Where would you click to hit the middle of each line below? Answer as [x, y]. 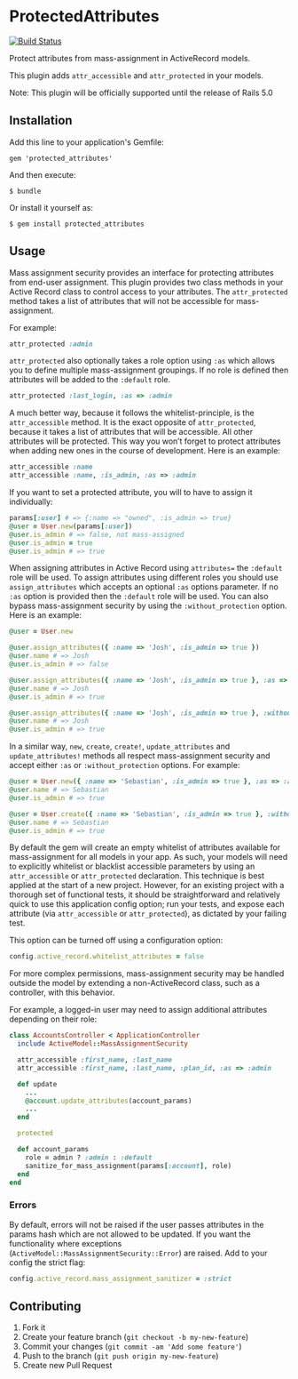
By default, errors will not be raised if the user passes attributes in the [137, 1224]
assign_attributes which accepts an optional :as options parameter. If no [144, 587]
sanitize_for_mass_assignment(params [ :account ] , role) [129, 1166]
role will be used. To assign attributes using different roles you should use [144, 577]
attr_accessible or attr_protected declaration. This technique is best [137, 876]
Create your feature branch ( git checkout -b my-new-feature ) [135, 1337]
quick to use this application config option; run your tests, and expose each [147, 904]
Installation [41, 120]
